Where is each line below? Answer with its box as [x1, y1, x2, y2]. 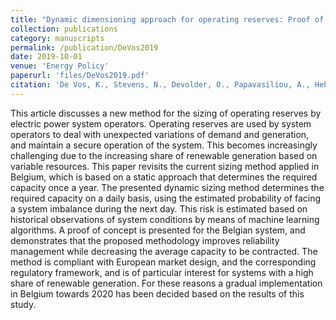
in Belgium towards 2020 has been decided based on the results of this [10, 287, 305, 300]
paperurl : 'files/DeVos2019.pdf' [10, 71, 150, 81]
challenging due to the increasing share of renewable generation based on [10, 149, 318, 161]
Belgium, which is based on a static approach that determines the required [10, 171, 318, 183]
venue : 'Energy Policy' [10, 61, 110, 71]
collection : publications [10, 24, 118, 34]
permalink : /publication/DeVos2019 [10, 42, 159, 53]
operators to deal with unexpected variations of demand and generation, [10, 128, 310, 140]
